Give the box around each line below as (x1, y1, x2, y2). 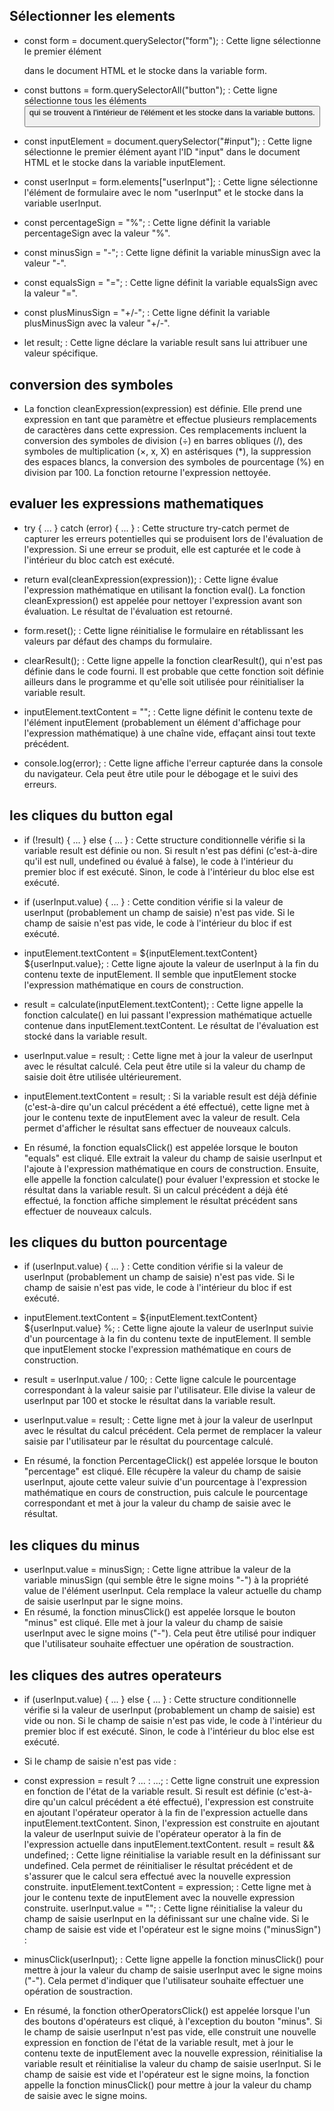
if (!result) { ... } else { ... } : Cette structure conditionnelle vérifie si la (23, 834, 306, 846)
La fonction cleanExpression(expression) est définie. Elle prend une (23, 402, 302, 414)
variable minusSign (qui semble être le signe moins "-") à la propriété (23, 1574, 309, 1586)
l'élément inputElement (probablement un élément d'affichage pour (23, 716, 301, 728)
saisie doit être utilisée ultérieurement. (23, 1070, 182, 1083)
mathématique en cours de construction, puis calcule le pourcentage (23, 1487, 309, 1499)
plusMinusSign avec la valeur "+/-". (23, 317, 171, 329)
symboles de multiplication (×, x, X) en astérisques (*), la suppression (23, 445, 312, 457)
